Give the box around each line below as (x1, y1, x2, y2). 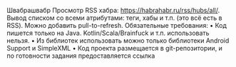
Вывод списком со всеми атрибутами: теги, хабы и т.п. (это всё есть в (6, 14, 222, 22)
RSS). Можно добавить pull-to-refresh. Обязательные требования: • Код (6, 21, 227, 29)
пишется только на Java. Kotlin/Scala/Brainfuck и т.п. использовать (6, 29, 210, 37)
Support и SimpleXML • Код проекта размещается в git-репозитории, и (6, 44, 222, 52)
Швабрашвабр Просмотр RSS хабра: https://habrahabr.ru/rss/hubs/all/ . (6, 6, 220, 14)
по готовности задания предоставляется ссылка (6, 51, 155, 60)
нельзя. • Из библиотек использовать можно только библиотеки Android (6, 36, 230, 45)
